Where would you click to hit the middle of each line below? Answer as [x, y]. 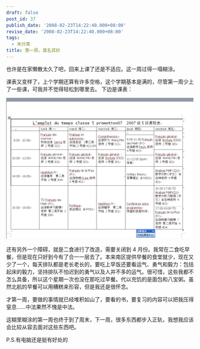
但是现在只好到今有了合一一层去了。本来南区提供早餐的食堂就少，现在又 [105, 256]
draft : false [22, 13]
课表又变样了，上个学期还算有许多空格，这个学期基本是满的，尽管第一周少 [97, 81]
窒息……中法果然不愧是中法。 [42, 307]
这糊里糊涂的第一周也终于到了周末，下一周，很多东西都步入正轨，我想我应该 [100, 319]
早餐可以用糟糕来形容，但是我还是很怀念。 [79, 286]
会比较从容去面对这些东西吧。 [43, 327]
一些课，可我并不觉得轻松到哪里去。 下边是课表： [72, 89]
